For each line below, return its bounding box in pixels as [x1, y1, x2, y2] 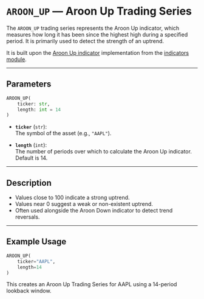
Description [6, 178, 52, 188]
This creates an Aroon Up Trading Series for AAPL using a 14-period [6, 281, 177, 288]
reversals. [15, 213, 40, 220]
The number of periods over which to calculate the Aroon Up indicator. [15, 148, 192, 155]
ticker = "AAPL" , [17, 258, 56, 264]
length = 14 [17, 264, 42, 270]
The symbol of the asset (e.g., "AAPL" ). [15, 130, 112, 137]
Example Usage [6, 236, 67, 247]
